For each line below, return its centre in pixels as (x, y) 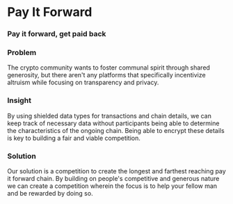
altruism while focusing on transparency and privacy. (83, 83)
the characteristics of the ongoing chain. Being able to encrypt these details (116, 130)
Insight (19, 100)
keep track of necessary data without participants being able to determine (113, 123)
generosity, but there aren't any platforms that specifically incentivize (107, 75)
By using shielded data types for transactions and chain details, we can (110, 116)
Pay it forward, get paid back (57, 34)
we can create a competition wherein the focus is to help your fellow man (112, 186)
